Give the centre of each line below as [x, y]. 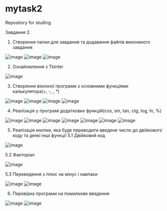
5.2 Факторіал [20, 154]
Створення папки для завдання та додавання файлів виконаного [81, 42]
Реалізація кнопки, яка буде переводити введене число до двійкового [87, 130]
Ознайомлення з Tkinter [38, 66]
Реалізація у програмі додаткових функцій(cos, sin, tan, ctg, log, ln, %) [87, 110]
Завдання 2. [18, 32]
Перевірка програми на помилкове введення [61, 193]
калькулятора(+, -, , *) [36, 91]
